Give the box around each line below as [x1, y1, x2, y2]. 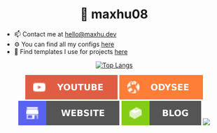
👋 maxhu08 [80, 6, 148, 22]
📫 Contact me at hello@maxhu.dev [13, 29, 117, 38]
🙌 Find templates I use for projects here [13, 47, 128, 55]
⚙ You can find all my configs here [13, 40, 115, 48]
